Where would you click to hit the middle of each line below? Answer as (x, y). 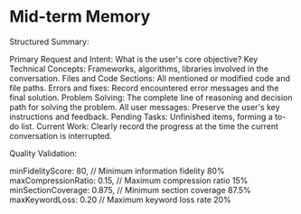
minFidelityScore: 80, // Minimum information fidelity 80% (117, 171)
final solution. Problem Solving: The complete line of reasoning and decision (151, 98)
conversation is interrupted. (61, 135)
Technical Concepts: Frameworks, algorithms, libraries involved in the (139, 69)
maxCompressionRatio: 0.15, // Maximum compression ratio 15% (129, 180)
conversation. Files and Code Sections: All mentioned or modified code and (150, 78)
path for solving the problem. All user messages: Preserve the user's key (145, 107)
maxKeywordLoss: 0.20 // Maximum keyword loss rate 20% (121, 200)
